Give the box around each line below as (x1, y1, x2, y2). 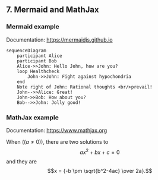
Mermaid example (6, 23, 59, 31)
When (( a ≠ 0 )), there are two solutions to (6, 138, 109, 145)
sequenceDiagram (6, 48, 46, 53)
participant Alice (17, 53, 62, 59)
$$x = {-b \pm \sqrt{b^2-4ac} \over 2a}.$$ (47, 167, 153, 174)
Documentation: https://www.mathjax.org (6, 127, 108, 134)
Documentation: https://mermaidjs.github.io (6, 36, 113, 43)
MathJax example (6, 113, 59, 121)
